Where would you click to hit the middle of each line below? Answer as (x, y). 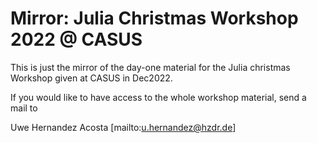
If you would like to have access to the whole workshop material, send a (158, 97)
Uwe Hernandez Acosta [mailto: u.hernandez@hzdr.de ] (123, 127)
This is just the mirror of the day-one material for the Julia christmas (150, 67)
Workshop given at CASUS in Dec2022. (91, 78)
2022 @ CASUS (76, 39)
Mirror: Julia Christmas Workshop (154, 18)
